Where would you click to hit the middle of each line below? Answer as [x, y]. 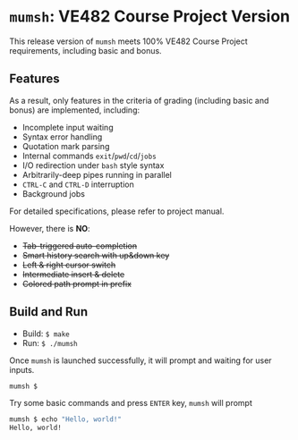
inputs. [22, 369]
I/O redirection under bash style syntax [93, 165]
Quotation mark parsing [66, 146]
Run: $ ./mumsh [50, 343]
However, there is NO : [50, 228]
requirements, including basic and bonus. [86, 50]
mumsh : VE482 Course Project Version [150, 17]
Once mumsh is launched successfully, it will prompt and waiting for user [140, 360]
